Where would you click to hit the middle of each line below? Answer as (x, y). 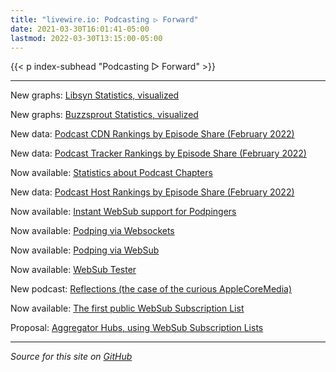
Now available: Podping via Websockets (92, 231)
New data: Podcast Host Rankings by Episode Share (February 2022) (152, 192)
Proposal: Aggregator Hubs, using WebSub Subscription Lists (137, 328)
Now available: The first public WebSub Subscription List (127, 308)
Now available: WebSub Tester (73, 270)
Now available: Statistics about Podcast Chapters (111, 173)
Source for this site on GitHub (71, 357)
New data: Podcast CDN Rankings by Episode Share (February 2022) (152, 134)
